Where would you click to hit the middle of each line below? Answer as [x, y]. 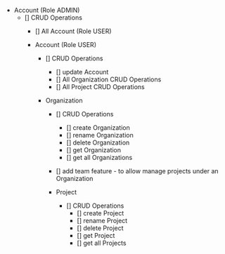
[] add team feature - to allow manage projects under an [137, 171]
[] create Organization [98, 128]
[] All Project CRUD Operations [101, 87]
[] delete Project [101, 228]
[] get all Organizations [99, 158]
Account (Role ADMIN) [47, 10]
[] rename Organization [100, 135]
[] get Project [96, 235]
